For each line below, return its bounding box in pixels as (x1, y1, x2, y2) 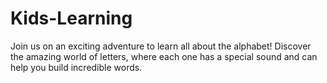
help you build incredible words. (10, 61, 143, 73)
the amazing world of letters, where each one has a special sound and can (10, 50, 318, 62)
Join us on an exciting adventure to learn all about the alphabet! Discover (10, 40, 312, 52)
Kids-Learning (10, 7, 133, 30)
